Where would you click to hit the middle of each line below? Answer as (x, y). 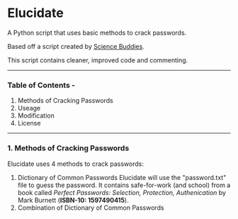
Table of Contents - (41, 85)
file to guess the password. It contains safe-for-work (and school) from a (124, 185)
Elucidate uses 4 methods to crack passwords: (75, 164)
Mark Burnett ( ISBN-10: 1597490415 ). (73, 200)
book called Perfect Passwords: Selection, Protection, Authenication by (122, 192)
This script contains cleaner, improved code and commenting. (98, 60)
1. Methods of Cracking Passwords (68, 148)
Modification (36, 116)
